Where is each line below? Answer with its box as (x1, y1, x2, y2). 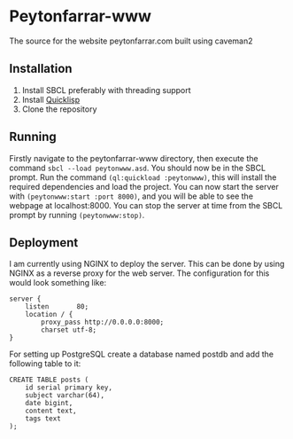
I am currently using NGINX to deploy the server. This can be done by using (9, 259, 285, 270)
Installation (9, 61, 73, 76)
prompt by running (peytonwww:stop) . (9, 209, 145, 220)
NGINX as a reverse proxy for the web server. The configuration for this (9, 268, 270, 278)
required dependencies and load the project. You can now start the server (9, 181, 279, 192)
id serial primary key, (25, 383, 113, 392)
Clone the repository (21, 104, 97, 114)
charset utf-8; (41, 325, 97, 334)
